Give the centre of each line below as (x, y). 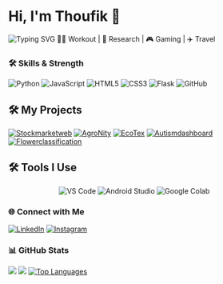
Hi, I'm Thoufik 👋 (65, 16)
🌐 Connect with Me (47, 211)
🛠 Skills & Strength (46, 63)
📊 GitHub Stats (39, 250)
